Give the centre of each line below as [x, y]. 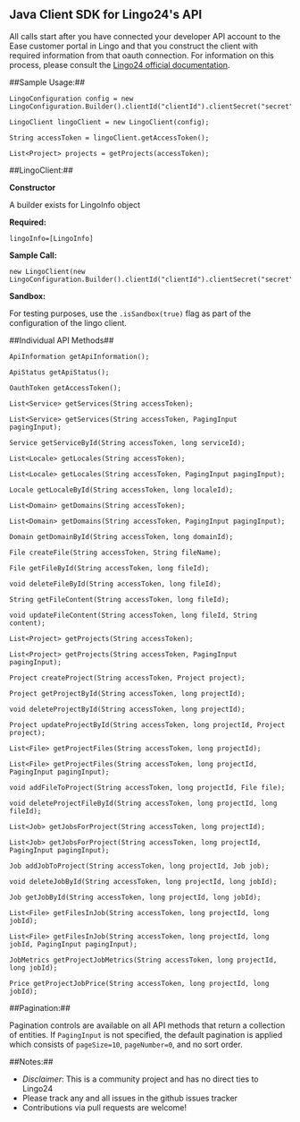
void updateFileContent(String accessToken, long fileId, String [133, 615]
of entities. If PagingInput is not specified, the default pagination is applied [146, 1034]
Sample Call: [33, 255]
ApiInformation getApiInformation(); [79, 356]
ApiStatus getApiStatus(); [59, 372]
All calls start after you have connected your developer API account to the [145, 36]
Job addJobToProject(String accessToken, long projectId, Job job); [139, 866]
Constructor [33, 187]
